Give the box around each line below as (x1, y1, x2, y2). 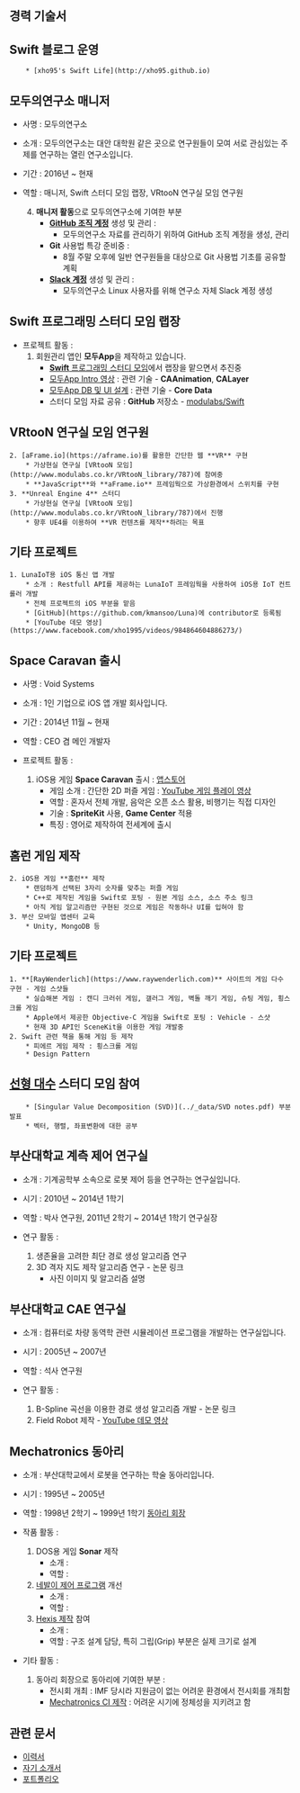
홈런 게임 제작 (9, 848, 81, 863)
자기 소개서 (22, 1762, 62, 1773)
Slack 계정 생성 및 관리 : (49, 274, 135, 285)
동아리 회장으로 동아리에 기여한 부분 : (35, 1674, 166, 1685)
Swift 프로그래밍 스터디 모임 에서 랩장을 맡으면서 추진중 (49, 362, 243, 373)
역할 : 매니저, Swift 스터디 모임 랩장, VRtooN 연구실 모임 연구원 (22, 187, 244, 198)
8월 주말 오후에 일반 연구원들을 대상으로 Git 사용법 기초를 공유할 (62, 251, 287, 263)
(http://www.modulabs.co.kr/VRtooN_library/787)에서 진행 (9, 508, 224, 518)
